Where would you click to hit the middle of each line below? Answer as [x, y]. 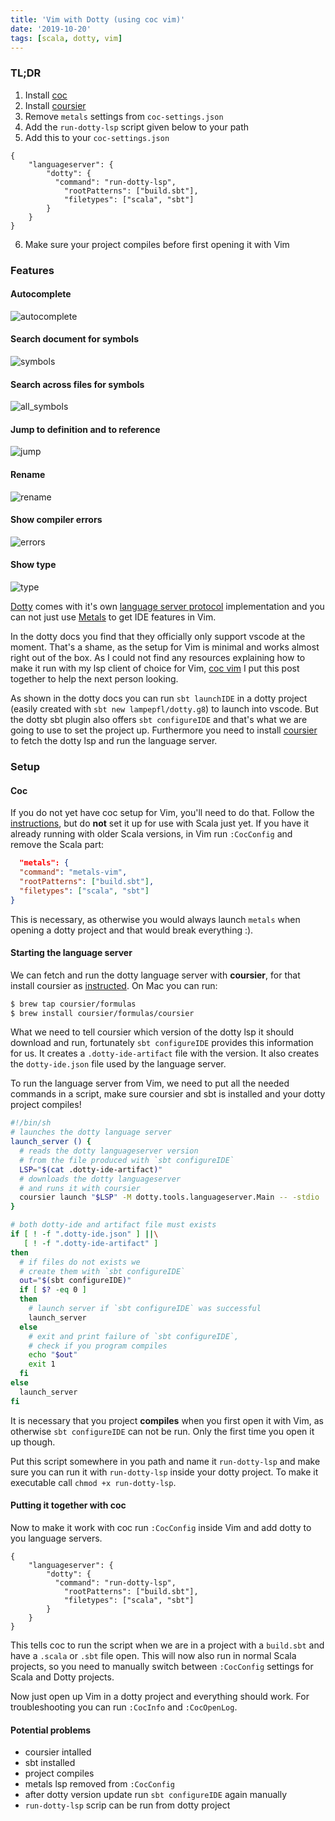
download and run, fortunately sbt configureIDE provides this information [162, 1043]
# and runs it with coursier [80, 1188]
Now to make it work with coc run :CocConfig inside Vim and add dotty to [161, 1527]
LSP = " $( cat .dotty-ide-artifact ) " [91, 1169]
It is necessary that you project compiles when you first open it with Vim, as [167, 1420]
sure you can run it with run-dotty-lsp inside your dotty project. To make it [164, 1472]
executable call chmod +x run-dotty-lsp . [93, 1482]
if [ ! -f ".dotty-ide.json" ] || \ [84, 1234]
